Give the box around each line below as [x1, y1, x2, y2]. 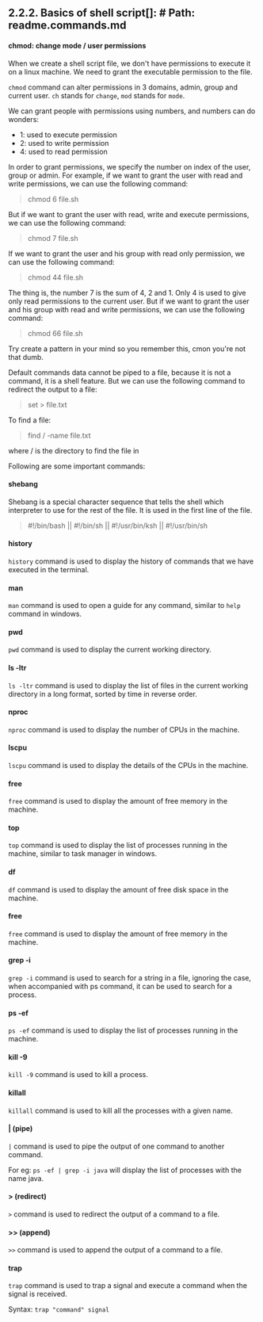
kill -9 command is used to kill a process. [8, 1070, 149, 1079]
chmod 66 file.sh [27, 328, 83, 338]
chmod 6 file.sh [27, 194, 79, 204]
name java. [8, 1173, 44, 1183]
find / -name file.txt [27, 430, 91, 440]
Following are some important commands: [8, 461, 146, 471]
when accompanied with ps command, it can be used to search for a [8, 982, 232, 991]
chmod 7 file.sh [27, 233, 78, 243]
